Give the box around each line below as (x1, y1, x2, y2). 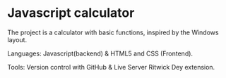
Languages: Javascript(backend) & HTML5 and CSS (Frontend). (7, 49, 193, 58)
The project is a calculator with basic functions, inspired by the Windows (7, 28, 219, 37)
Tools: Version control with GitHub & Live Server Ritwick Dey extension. (7, 63, 215, 71)
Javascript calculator (7, 5, 135, 21)
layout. (7, 35, 27, 44)
